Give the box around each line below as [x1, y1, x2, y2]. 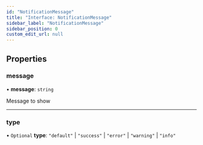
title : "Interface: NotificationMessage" [6, 14, 112, 21]
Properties [6, 54, 47, 64]
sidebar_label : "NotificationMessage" [6, 20, 104, 26]
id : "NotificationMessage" [6, 8, 74, 15]
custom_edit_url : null [6, 31, 63, 37]
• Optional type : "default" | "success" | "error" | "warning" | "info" [6, 132, 176, 139]
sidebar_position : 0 [6, 25, 59, 32]
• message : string [6, 85, 54, 92]
